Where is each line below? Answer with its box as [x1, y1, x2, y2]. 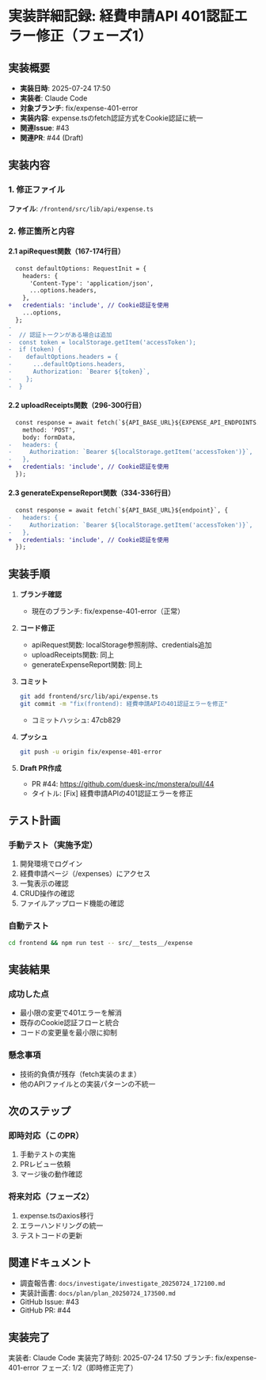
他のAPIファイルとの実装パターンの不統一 [19, 1079, 156, 1088]
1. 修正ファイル [8, 184, 66, 195]
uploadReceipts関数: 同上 [31, 650, 115, 660]
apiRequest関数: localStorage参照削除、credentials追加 [31, 640, 212, 650]
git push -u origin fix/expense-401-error [19, 748, 162, 756]
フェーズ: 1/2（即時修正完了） [40, 1363, 138, 1373]
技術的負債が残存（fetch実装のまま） [19, 1069, 141, 1078]
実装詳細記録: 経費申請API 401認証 [8, 7, 234, 25]
